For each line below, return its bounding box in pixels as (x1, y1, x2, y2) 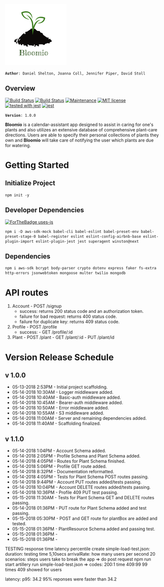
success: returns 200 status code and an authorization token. (19, 308, 144, 314)
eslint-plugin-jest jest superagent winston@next (36, 239, 139, 244)
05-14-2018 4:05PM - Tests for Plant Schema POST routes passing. (12, 474, 149, 480)
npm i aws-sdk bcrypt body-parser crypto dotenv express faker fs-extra (5, 266, 157, 271)
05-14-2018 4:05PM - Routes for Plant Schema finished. (12, 458, 126, 464)
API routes (5, 287, 49, 298)
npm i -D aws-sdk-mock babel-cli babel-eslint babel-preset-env (5, 229, 139, 234)
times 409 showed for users (5, 567, 62, 573)
